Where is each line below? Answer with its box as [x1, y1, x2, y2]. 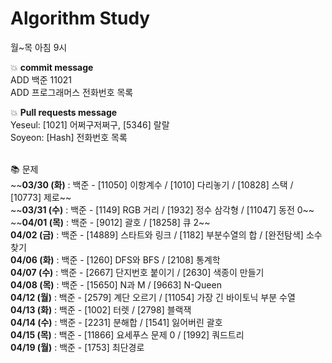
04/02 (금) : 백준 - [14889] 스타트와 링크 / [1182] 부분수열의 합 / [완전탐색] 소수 [10, 228, 323, 241]
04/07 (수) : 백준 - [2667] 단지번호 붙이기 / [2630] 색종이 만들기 [10, 266, 265, 278]
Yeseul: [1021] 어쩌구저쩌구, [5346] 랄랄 [10, 118, 170, 131]
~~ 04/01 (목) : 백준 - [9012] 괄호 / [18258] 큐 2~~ [10, 216, 211, 228]
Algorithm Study [10, 7, 151, 30]
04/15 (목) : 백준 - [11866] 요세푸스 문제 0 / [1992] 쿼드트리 [10, 328, 245, 341]
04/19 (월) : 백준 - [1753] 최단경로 [10, 341, 145, 353]
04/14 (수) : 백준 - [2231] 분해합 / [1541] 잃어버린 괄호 [10, 316, 223, 328]
